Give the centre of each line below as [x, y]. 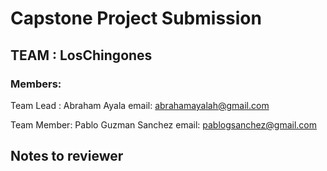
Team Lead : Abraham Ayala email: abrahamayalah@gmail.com [140, 105]
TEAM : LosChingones [81, 55]
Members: [36, 84]
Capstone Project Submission [136, 18]
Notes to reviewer [67, 156]
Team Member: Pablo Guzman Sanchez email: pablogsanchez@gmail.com [164, 124]
